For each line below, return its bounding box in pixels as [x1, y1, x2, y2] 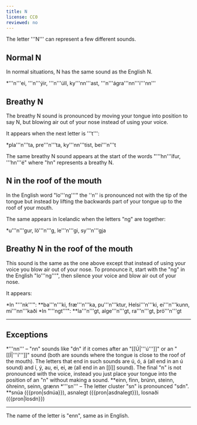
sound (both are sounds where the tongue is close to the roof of [30, 352, 186, 359]
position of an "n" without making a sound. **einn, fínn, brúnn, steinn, [6, 377, 175, 384]
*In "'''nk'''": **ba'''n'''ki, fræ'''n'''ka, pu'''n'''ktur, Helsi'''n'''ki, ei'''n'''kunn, [6, 301, 190, 308]
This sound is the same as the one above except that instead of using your [6, 259, 186, 266]
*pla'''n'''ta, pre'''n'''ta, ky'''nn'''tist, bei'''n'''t [6, 142, 116, 148]
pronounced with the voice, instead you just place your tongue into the [6, 370, 177, 377]
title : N [6, 8, 28, 15]
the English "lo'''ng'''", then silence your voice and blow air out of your [6, 272, 176, 279]
